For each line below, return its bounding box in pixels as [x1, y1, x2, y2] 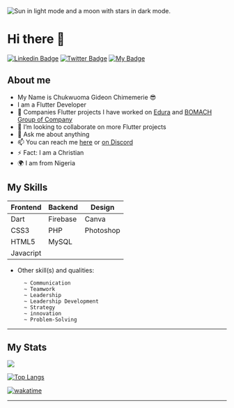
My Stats [7, 341, 47, 353]
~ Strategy [24, 303, 56, 311]
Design [90, 202, 115, 212]
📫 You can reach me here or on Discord [17, 137, 134, 146]
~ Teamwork [24, 285, 56, 292]
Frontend [10, 202, 42, 212]
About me [7, 75, 51, 86]
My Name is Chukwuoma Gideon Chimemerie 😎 [17, 93, 157, 101]
